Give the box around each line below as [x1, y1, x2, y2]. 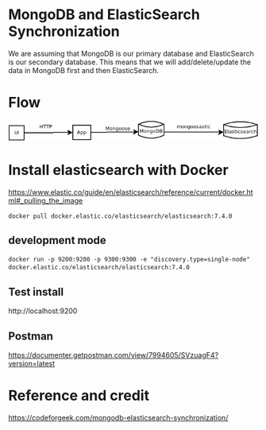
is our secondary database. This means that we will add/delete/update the [8, 57, 252, 67]
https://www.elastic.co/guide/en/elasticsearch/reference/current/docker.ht [8, 187, 253, 196]
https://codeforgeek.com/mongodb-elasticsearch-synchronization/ [8, 413, 229, 422]
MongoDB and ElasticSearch [8, 6, 200, 24]
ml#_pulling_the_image [8, 196, 83, 205]
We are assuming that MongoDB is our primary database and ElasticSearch [8, 48, 254, 58]
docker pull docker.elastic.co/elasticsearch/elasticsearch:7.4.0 [8, 212, 233, 220]
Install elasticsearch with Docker [8, 161, 229, 179]
